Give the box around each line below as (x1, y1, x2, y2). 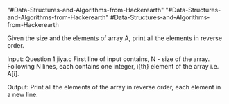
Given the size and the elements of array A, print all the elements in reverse (7, 34, 223, 42)
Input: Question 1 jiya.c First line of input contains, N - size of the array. (7, 55, 210, 63)
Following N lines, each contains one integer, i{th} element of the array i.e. (7, 62, 219, 70)
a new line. (7, 90, 38, 98)
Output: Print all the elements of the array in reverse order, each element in (7, 83, 221, 91)
